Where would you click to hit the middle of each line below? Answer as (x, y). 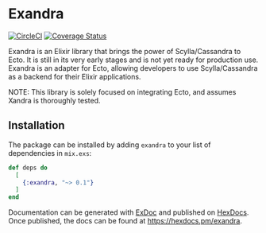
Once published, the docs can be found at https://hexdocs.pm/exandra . (125, 221)
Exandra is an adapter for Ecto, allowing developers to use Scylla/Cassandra (133, 68)
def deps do (28, 168)
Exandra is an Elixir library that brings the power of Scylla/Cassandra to (125, 51)
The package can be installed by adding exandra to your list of (110, 145)
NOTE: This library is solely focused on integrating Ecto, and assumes (122, 91)
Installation (37, 125)
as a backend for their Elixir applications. (75, 76)
